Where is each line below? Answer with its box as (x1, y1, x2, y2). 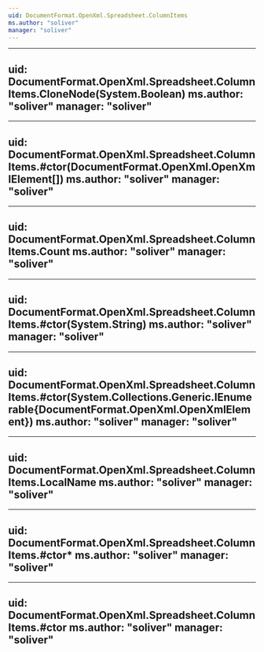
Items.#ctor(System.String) (8, 318, 147, 332)
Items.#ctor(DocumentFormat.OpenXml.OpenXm (8, 160, 255, 173)
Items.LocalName (8, 476, 97, 489)
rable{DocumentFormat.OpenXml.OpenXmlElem (8, 403, 251, 417)
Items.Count (8, 245, 71, 258)
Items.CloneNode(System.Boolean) (8, 87, 186, 101)
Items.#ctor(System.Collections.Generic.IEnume (8, 391, 253, 404)
